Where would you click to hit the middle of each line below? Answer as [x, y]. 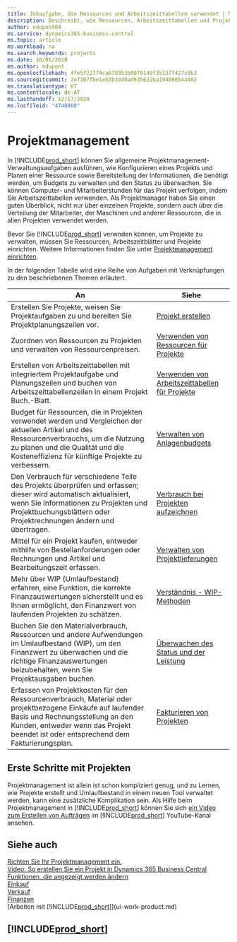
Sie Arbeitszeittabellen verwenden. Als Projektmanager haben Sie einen [111, 198]
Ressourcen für [182, 345]
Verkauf [19, 892]
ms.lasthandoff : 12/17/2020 [49, 100]
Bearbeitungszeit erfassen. [56, 567]
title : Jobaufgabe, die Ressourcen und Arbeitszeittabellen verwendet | [116, 14]
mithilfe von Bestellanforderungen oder [75, 549]
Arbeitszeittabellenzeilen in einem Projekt [79, 391]
